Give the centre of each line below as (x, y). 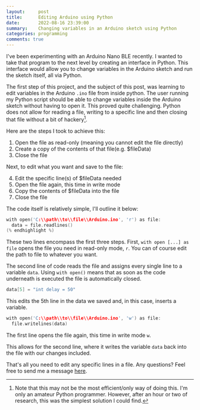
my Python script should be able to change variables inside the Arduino (94, 99)
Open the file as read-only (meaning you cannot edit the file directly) (99, 142)
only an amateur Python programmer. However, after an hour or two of (101, 394)
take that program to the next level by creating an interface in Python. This (97, 62)
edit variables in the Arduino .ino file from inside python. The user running (97, 93)
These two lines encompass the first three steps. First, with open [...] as (98, 242)
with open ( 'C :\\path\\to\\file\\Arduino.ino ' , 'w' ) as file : (84, 318)
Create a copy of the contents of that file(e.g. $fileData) (83, 149)
